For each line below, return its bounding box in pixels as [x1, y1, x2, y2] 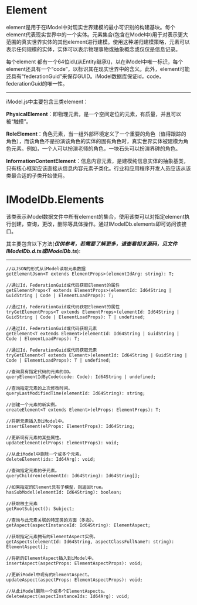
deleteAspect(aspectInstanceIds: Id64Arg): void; [6, 593, 130, 599]
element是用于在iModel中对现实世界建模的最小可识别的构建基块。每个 [6, 23, 176, 30]
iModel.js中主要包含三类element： [6, 98, 89, 105]
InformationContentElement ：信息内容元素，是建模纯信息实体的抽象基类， [6, 157, 189, 164]
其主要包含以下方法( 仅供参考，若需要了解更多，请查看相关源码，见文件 [6, 240, 178, 247]
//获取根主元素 [6, 501, 38, 507]
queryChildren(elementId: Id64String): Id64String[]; [6, 473, 141, 478]
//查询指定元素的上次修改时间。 [6, 385, 73, 391]
